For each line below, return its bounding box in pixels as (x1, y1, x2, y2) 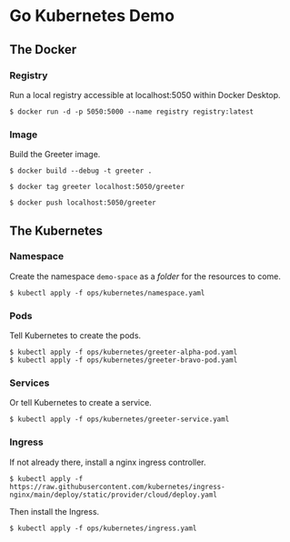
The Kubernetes (9, 223, 103, 238)
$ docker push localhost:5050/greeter (9, 198, 156, 207)
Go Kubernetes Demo (9, 5, 175, 26)
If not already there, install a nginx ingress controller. (9, 457, 206, 467)
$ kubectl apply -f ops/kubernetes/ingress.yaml (9, 524, 197, 533)
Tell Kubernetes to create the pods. (9, 330, 142, 341)
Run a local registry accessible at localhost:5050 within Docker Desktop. (9, 89, 281, 100)
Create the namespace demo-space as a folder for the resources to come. (9, 270, 282, 282)
